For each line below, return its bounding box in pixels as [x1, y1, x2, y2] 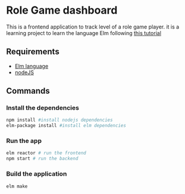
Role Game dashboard [6, 4, 118, 17]
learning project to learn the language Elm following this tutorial [6, 29, 162, 36]
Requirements [6, 47, 59, 57]
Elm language [14, 62, 49, 69]
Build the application [6, 170, 67, 178]
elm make [6, 183, 28, 189]
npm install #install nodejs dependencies [6, 117, 113, 123]
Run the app [6, 137, 42, 145]
